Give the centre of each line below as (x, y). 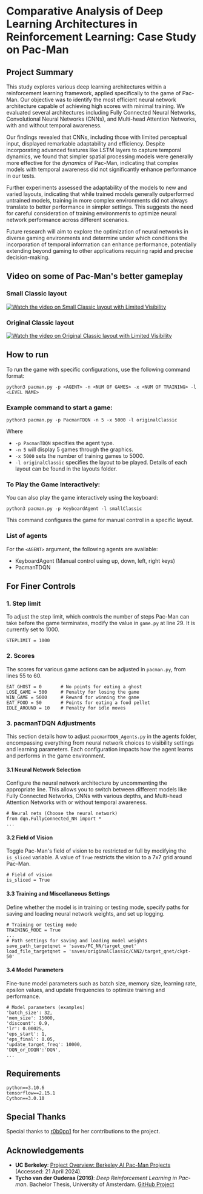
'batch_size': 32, (29, 1013)
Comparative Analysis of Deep (85, 11)
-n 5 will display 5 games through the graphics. (74, 449)
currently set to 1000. (33, 629)
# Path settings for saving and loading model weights (77, 941)
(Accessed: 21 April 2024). (48, 1172)
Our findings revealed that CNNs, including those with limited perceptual (97, 137)
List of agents (27, 536)
